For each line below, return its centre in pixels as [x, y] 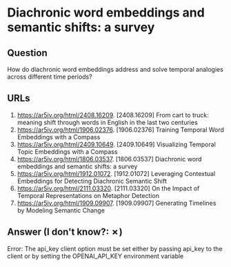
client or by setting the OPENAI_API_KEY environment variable [96, 256]
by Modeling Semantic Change [61, 210]
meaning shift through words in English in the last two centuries [107, 122]
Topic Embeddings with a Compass [67, 151]
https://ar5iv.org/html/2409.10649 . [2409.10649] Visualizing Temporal [116, 144]
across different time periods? [50, 77]
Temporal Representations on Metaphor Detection [88, 195]
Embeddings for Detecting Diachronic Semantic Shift [92, 181]
